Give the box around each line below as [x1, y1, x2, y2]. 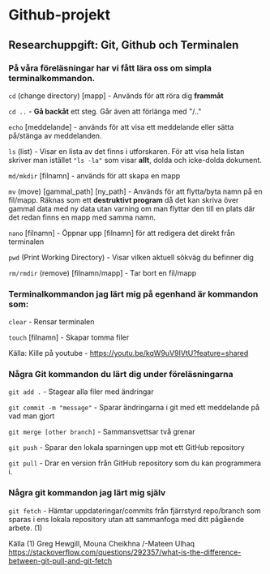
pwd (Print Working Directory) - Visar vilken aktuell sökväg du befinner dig [8, 252, 254, 262]
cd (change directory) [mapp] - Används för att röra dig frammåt [8, 91, 225, 101]
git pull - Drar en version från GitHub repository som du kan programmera [8, 458, 262, 468]
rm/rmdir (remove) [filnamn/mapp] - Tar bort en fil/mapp [8, 268, 197, 277]
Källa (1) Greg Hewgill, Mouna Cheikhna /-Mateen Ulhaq [8, 538, 195, 548]
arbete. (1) [8, 523, 43, 533]
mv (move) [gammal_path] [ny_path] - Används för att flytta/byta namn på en [8, 186, 263, 196]
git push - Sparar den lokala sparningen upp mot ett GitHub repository [8, 443, 245, 452]
